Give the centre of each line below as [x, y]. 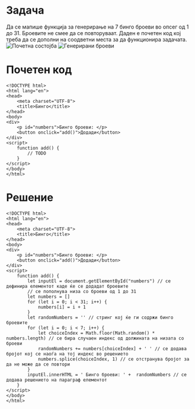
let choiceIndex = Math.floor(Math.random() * [96, 333]
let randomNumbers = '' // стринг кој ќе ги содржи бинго [100, 317]
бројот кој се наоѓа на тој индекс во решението [67, 354]
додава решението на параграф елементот [57, 380]
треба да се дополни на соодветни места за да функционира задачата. [97, 39]
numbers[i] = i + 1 [62, 307]
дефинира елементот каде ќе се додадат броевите [67, 286]
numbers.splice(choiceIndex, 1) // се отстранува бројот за [114, 359]
